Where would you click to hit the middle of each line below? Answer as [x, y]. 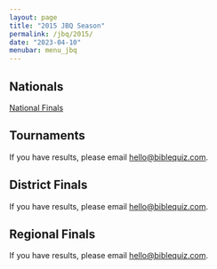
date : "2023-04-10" [45, 42]
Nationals [36, 87]
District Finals [48, 185]
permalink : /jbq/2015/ [51, 34]
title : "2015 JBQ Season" [57, 26]
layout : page [33, 17]
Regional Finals [52, 234]
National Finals [36, 107]
